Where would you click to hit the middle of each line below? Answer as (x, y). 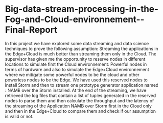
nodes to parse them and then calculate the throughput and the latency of (80, 100)
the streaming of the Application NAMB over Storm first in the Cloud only (78, 106)
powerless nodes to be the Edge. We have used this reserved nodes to (76, 80)
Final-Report (31, 30)
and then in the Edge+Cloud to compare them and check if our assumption (81, 111)
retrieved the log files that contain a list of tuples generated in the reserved (81, 95)
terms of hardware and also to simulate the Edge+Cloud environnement (77, 69)
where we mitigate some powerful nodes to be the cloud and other (72, 74)
